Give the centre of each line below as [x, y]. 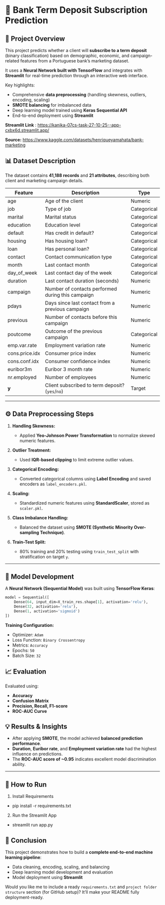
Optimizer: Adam [28, 635]
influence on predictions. [37, 754]
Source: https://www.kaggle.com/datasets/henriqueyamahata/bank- [74, 140]
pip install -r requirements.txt [41, 806]
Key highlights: [20, 85]
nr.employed [22, 377]
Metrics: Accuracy [30, 645]
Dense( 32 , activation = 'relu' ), [46, 607]
